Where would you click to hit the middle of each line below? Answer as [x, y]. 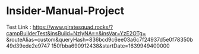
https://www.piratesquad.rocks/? [73, 27]
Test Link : [19, 27]
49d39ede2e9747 [28, 46]
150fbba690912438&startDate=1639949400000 [111, 46]
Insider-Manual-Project [65, 11]
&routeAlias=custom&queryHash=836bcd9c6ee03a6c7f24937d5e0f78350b [99, 39]
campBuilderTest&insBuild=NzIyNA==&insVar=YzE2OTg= [76, 33]
